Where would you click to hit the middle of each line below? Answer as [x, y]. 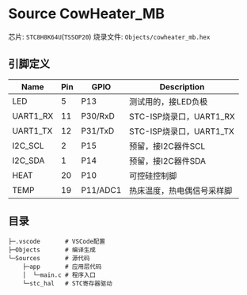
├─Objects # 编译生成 [52, 250]
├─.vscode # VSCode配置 [57, 241]
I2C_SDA [28, 161]
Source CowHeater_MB [86, 14]
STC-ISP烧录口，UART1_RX [182, 116]
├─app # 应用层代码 [62, 267]
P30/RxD [98, 115]
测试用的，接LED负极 [169, 101]
